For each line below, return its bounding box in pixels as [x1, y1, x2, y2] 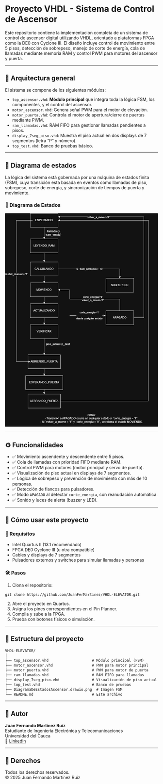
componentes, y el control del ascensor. [12, 101, 93, 107]
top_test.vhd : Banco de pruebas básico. [12, 143, 93, 148]
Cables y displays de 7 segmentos [12, 552, 81, 557]
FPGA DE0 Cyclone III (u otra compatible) [12, 547, 95, 553]
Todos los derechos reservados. [5, 769, 69, 775]
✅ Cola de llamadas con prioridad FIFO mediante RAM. [12, 459, 122, 465]
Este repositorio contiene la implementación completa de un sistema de [5, 30, 148, 35]
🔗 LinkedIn [5, 738, 26, 744]
